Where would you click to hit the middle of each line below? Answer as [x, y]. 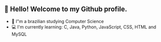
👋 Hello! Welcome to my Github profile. [66, 9]
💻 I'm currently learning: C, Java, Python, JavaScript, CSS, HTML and [84, 27]
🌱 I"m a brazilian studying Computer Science [57, 21]
